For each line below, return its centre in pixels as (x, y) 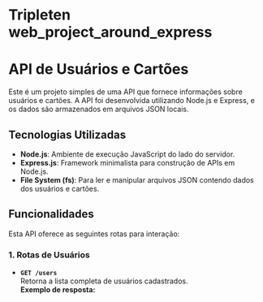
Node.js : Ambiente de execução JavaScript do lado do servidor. (127, 154)
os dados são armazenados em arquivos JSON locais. (99, 109)
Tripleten (40, 15)
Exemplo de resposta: (58, 290)
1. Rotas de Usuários (50, 255)
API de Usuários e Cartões (99, 69)
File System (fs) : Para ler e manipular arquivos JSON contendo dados (137, 179)
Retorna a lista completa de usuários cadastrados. (104, 281)
